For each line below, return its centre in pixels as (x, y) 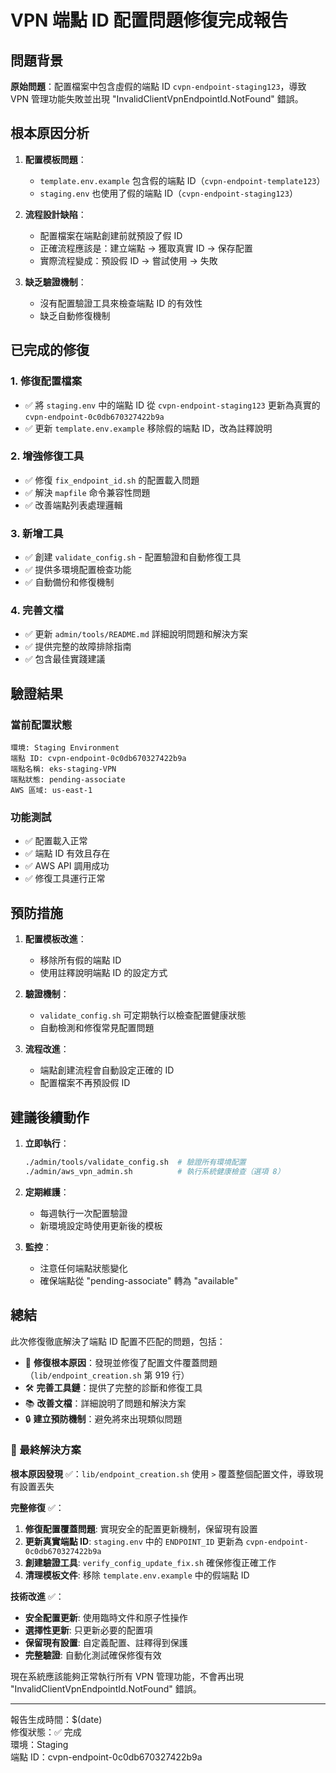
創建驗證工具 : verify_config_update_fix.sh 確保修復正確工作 (150, 1562)
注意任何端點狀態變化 (83, 1268)
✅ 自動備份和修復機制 (69, 582)
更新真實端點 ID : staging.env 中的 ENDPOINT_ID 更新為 (134, 1541)
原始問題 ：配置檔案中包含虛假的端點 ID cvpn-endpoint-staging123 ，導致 (158, 86)
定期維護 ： (47, 1192)
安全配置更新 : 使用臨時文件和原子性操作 (106, 1617)
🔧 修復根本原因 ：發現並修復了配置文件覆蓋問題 (121, 1362)
